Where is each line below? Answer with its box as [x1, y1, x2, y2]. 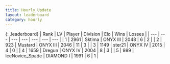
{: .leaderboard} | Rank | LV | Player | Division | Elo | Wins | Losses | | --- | [5, 31, 160, 37]
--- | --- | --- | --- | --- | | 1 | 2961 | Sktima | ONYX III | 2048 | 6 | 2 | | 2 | [11, 36, 162, 42]
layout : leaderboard [5, 12, 50, 17]
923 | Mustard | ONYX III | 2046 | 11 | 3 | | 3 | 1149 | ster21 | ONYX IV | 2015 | [5, 42, 165, 48]
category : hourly [5, 17, 42, 22]
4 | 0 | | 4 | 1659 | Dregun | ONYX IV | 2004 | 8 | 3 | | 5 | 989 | [5, 47, 134, 54]
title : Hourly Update [5, 7, 52, 13]
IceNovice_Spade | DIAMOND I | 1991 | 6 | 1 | [5, 53, 99, 59]
